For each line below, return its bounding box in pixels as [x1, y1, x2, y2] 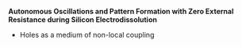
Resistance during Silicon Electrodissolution [8, 15, 157, 24]
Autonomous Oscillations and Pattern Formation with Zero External [8, 7, 234, 16]
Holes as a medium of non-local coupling [19, 31, 155, 39]
